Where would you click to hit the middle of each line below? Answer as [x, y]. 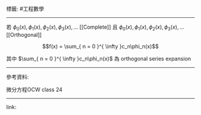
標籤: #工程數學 [25, 9]
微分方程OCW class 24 [34, 89]
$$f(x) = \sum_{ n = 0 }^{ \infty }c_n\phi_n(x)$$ [100, 46]
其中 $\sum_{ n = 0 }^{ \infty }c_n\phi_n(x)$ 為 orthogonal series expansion [99, 58]
